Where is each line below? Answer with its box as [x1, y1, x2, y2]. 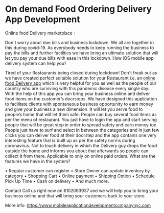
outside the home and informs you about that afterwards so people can [5, 148, 149, 154]
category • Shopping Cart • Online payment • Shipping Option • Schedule [5, 173, 155, 179]
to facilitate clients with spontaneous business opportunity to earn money [5, 101, 153, 107]
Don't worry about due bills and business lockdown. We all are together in [5, 39, 154, 45]
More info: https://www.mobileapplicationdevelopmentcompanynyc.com [5, 202, 151, 208]
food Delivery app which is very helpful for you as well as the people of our [5, 80, 157, 86]
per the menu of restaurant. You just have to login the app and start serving [5, 117, 157, 122]
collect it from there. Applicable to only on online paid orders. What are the [5, 153, 156, 159]
